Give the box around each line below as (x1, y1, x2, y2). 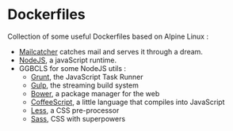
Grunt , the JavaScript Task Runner (30, 72, 143, 81)
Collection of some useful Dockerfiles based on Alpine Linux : (7, 32, 209, 41)
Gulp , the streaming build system (30, 80, 139, 90)
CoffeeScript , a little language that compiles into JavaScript (30, 97, 225, 107)
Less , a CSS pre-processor (30, 105, 120, 115)
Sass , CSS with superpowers (30, 114, 126, 123)
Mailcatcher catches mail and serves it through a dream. (18, 47, 204, 56)
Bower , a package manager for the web (30, 88, 160, 98)
